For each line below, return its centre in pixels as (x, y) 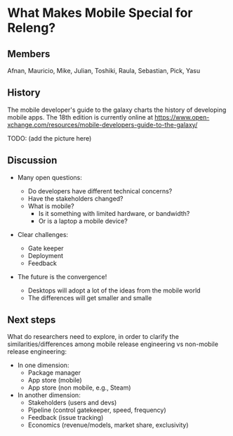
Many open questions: (49, 177)
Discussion (32, 161)
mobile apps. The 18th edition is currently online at (80, 117)
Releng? (32, 28)
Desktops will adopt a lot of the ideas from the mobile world (114, 290)
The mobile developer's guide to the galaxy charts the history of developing (117, 110)
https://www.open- (182, 117)
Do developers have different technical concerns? (100, 191)
